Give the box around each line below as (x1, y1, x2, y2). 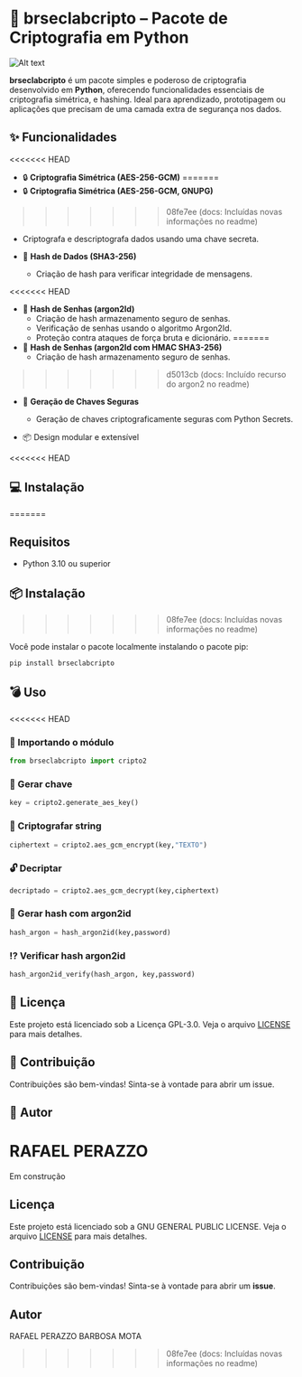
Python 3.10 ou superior (22, 558, 111, 569)
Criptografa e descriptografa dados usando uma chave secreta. (22, 233, 260, 244)
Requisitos (9, 534, 70, 549)
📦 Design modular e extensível (22, 431, 140, 442)
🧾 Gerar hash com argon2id (9, 907, 132, 920)
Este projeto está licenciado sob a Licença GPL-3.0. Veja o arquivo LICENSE (9, 1018, 291, 1029)
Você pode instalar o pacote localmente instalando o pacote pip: (9, 642, 249, 652)
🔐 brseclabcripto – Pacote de (9, 8, 228, 29)
